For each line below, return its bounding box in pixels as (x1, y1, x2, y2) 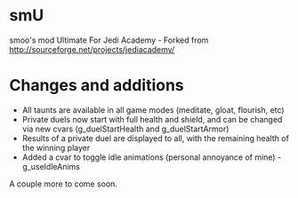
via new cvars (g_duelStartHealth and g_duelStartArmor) (21, 123, 230, 134)
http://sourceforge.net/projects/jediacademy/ (9, 44, 175, 54)
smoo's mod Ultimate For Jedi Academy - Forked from (9, 35, 209, 45)
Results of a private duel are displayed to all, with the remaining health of (21, 132, 289, 143)
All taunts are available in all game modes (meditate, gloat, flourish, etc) (21, 104, 285, 115)
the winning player (21, 142, 91, 153)
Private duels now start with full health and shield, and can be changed (21, 114, 283, 124)
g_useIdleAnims (21, 161, 80, 171)
